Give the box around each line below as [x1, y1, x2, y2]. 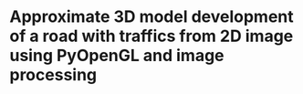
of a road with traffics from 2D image [9, 26, 294, 47]
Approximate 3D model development [9, 6, 294, 27]
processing [9, 65, 98, 86]
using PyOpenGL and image [9, 46, 225, 66]
